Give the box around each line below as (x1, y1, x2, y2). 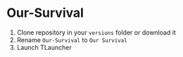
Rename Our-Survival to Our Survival (16, 35, 127, 44)
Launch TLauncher (16, 43, 72, 51)
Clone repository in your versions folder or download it (16, 28, 177, 37)
